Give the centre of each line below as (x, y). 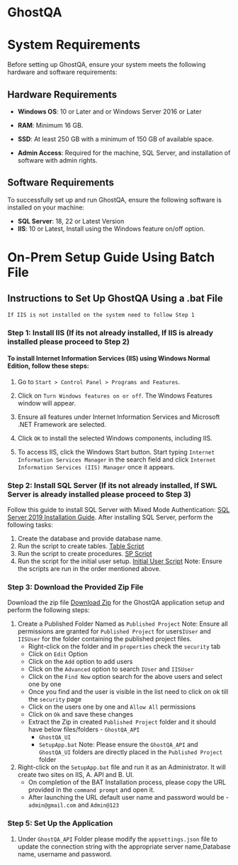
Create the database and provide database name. (90, 539)
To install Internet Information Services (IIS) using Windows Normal (109, 359)
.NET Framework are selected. (62, 424)
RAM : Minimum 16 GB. (50, 125)
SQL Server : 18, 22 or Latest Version (71, 221)
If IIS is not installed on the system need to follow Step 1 (101, 315)
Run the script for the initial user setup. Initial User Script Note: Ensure (120, 561)
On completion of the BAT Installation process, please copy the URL (127, 783)
